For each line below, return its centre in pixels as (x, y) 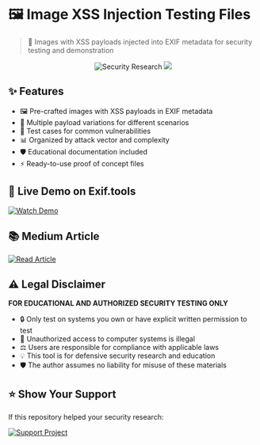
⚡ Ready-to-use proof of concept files (82, 163)
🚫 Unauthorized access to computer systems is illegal (107, 339)
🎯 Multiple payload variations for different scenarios (104, 122)
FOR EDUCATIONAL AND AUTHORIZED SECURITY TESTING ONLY (118, 303)
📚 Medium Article (54, 236)
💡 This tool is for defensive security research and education (117, 356)
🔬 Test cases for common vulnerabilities (85, 131)
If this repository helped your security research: (86, 417)
